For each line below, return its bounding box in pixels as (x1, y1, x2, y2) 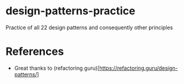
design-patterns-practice (5, 4, 136, 18)
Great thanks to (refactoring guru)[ (14, 64, 100, 71)
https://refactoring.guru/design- (99, 64, 178, 71)
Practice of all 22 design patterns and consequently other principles (5, 24, 173, 31)
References (5, 45, 64, 58)
